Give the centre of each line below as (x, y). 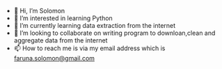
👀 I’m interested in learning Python (63, 18)
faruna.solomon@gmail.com (54, 58)
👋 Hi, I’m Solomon (39, 11)
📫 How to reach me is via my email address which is (89, 48)
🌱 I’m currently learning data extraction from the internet (95, 25)
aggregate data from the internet (61, 40)
